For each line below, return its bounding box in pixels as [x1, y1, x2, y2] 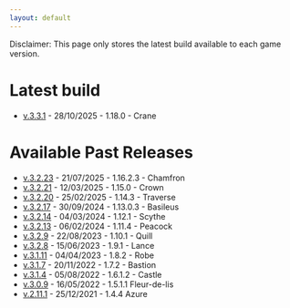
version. [9, 47, 40, 59]
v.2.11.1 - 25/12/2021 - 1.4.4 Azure [22, 288, 148, 299]
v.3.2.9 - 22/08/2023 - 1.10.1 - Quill [22, 230, 153, 241]
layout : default [9, 13, 71, 23]
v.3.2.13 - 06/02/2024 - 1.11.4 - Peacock [22, 221, 173, 231]
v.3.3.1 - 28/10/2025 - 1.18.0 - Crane [22, 110, 157, 121]
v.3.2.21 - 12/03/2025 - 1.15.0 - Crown [22, 181, 164, 192]
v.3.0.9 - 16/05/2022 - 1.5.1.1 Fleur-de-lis [22, 279, 174, 290]
